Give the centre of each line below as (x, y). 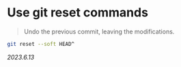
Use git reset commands (78, 13)
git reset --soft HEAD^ (41, 44)
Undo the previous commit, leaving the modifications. (99, 31)
